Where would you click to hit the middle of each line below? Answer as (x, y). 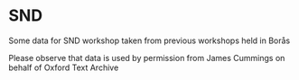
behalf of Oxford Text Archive (64, 67)
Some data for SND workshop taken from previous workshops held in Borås (149, 40)
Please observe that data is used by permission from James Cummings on (147, 58)
